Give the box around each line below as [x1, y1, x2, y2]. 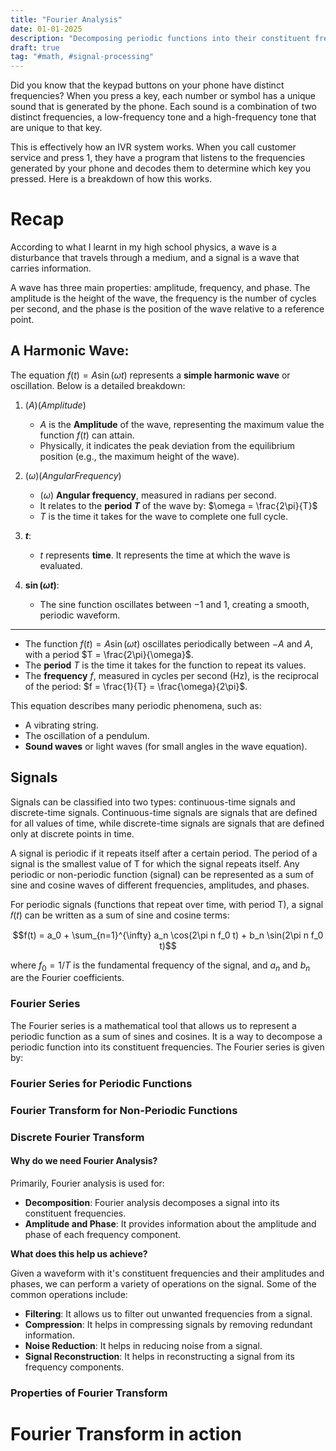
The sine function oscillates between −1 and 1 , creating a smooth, [39, 598, 310, 610]
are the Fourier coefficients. [10, 972, 125, 984]
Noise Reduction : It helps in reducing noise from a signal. [24, 1339, 263, 1351]
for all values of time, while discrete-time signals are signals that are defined [10, 817, 325, 829]
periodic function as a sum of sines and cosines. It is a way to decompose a [10, 1030, 323, 1042]
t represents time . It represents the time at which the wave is [39, 549, 291, 561]
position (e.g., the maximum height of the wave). [39, 450, 240, 462]
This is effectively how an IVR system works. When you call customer [10, 141, 297, 153]
